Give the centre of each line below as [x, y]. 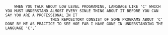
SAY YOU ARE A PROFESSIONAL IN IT [41, 15]
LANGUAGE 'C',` [21, 28]
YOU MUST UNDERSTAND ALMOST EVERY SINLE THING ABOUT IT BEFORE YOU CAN [82, 11]
